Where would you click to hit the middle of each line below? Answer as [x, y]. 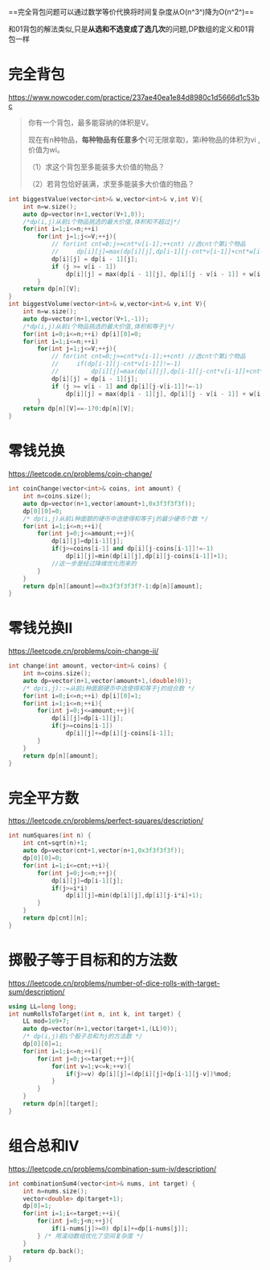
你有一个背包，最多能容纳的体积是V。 [90, 122]
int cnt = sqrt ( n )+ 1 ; [55, 843]
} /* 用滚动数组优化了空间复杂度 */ [91, 1236]
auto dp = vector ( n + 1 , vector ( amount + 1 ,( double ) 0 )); [108, 681]
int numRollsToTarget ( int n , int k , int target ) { [95, 1014]
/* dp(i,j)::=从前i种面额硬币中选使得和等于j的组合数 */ [109, 688]
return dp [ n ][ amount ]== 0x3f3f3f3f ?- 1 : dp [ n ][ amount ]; [113, 586]
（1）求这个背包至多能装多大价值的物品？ [96, 167]
